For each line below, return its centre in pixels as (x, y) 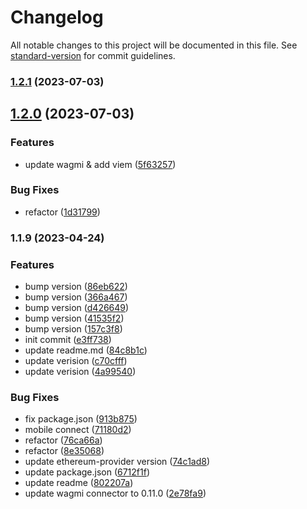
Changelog (57, 17)
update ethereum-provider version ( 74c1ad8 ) (117, 462)
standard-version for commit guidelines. (93, 55)
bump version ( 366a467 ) (76, 297)
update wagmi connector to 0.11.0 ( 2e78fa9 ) (115, 493)
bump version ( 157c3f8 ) (73, 329)
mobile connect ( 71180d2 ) (78, 430)
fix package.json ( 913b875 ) (81, 419)
